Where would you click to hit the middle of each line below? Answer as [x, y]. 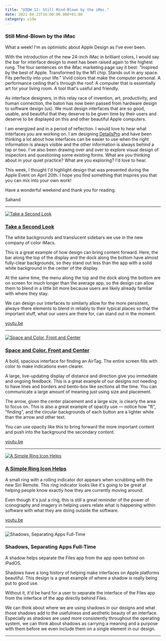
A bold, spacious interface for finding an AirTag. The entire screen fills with [81, 361]
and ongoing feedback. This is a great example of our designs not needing [81, 381]
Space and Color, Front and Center [47, 350]
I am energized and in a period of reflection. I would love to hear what [76, 128]
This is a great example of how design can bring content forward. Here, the [82, 252]
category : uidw [21, 19]
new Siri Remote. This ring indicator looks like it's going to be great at [76, 485]
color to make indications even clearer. [44, 366]
